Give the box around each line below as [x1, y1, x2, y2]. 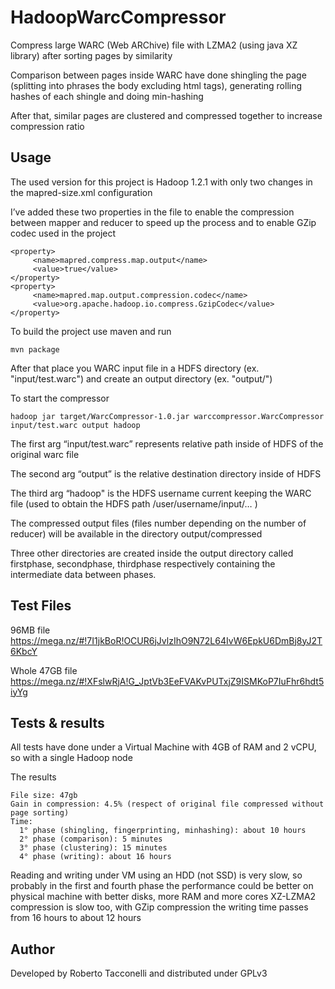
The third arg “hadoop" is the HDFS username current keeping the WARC [10, 487, 312, 499]
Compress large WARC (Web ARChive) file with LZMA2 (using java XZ [10, 39, 298, 51]
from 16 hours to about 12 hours [10, 912, 142, 924]
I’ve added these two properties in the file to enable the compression [10, 206, 295, 218]
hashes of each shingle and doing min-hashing [10, 90, 204, 102]
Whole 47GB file [10, 664, 78, 676]
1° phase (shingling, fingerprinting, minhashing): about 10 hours [19, 826, 307, 836]
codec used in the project [10, 227, 117, 239]
